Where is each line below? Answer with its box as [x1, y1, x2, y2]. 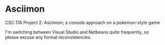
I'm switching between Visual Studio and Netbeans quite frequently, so [5, 29, 149, 35]
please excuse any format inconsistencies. [5, 34, 92, 40]
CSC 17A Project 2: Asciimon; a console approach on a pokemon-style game [5, 20, 160, 25]
